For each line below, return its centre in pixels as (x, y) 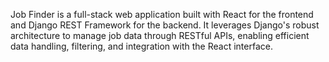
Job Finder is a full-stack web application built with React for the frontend (162, 14)
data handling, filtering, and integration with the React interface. (141, 46)
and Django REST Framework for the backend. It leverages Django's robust (165, 25)
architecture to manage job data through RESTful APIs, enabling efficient (160, 35)
